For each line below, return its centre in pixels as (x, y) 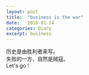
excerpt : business (29, 34)
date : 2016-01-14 (30, 23)
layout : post (22, 12)
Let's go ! (18, 65)
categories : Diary (29, 28)
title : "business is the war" (45, 17)
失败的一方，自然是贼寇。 (37, 59)
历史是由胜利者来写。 (32, 52)
